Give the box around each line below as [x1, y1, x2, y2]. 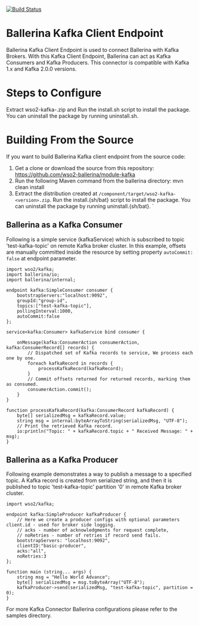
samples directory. [6, 612, 52, 619]
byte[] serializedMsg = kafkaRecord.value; [17, 412, 127, 418]
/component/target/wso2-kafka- [98, 191, 176, 197]
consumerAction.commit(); [27, 386, 92, 392]
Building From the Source [6, 133, 134, 147]
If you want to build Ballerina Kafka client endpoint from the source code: [6, 153, 186, 160]
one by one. [6, 355, 36, 361]
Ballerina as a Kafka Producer [6, 455, 118, 465]
